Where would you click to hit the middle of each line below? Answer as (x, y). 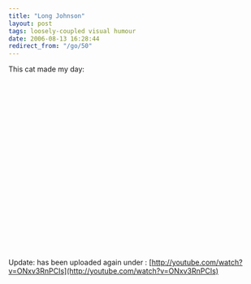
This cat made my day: (47, 69)
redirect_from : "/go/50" (50, 46)
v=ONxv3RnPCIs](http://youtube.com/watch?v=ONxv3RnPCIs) (114, 271)
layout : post (30, 24)
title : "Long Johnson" (47, 16)
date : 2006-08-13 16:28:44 (54, 39)
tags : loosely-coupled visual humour (72, 31)
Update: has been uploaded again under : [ (80, 262)
